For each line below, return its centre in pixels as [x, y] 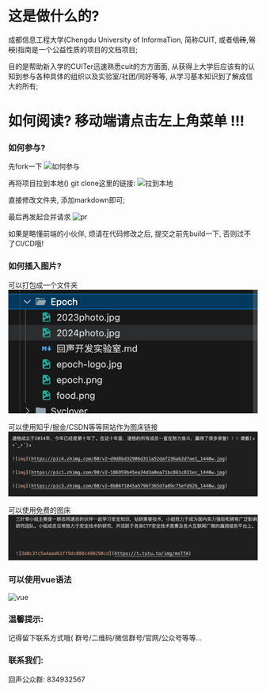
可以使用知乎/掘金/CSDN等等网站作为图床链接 [83, 427]
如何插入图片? [35, 266]
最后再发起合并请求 [40, 217]
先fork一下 [25, 166]
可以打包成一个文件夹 [43, 285]
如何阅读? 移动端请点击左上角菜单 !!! [127, 121]
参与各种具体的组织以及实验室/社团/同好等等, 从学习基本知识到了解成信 [137, 76]
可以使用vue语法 [40, 579]
